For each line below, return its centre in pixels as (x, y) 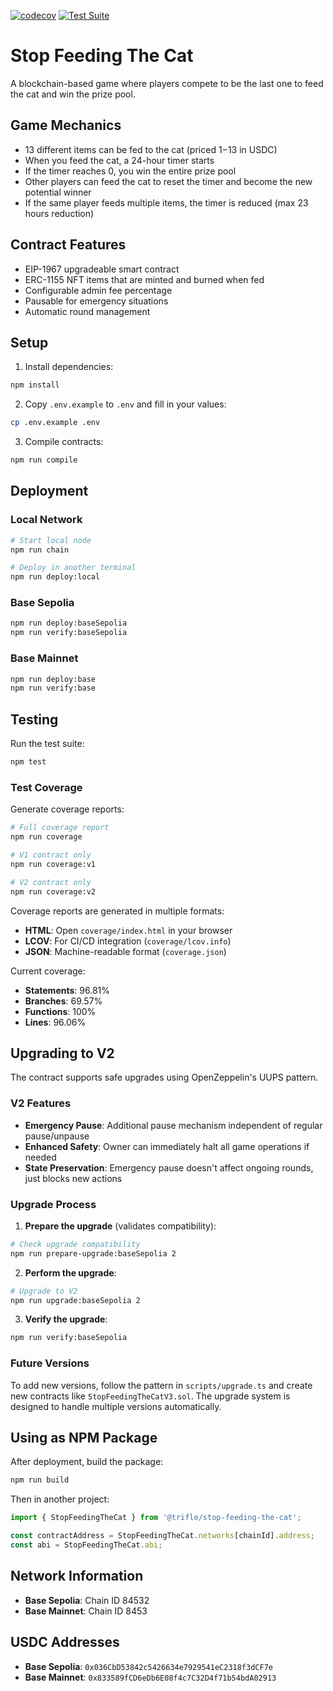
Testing (34, 719)
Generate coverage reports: (67, 809)
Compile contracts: (64, 442)
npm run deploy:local (55, 577)
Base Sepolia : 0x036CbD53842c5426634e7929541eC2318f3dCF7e (148, 1666)
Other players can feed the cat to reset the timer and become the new (168, 181)
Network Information (77, 1576)
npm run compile (44, 460)
